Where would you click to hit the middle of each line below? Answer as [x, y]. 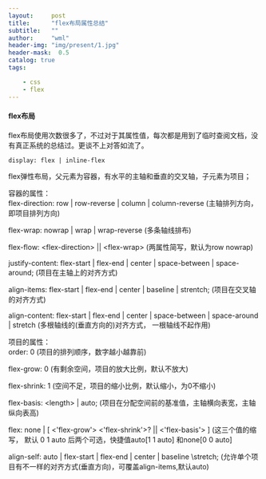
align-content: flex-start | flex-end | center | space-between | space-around [133, 315]
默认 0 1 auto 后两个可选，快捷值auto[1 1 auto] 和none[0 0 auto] [128, 439]
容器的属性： [29, 193]
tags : [17, 68]
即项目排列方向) [34, 213]
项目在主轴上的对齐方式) [78, 272]
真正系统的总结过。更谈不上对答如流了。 [81, 145]
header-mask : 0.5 [39, 53]
